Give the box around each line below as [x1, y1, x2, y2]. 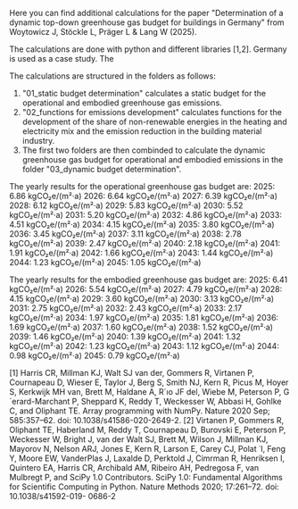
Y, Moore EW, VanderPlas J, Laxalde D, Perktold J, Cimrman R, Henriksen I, [9, 453, 286, 463]
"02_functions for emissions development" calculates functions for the [21, 107, 283, 117]
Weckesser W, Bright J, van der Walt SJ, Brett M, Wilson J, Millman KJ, [9, 434, 269, 445]
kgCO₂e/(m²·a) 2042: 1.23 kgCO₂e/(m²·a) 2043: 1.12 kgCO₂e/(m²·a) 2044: [9, 341, 279, 351]
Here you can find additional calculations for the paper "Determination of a [9, 8, 284, 18]
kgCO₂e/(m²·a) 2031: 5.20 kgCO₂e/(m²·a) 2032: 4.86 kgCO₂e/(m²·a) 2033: [9, 210, 283, 220]
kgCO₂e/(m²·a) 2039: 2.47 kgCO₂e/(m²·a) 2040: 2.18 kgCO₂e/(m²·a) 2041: [9, 238, 281, 248]
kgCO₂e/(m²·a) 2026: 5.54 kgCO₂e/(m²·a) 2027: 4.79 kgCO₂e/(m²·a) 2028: [9, 284, 283, 294]
